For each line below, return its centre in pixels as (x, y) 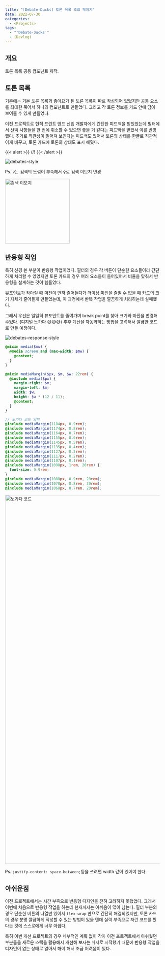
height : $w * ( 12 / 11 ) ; (39, 397)
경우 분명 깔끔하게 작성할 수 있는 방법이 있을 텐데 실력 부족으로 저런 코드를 (81, 920)
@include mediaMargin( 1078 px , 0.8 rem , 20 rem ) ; (54, 483)
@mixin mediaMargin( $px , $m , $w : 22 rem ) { (49, 374)
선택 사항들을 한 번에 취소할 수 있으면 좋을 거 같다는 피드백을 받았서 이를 (79, 130)
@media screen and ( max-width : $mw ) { (49, 352)
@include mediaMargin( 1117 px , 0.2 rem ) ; (46, 456)
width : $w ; (25, 392)
